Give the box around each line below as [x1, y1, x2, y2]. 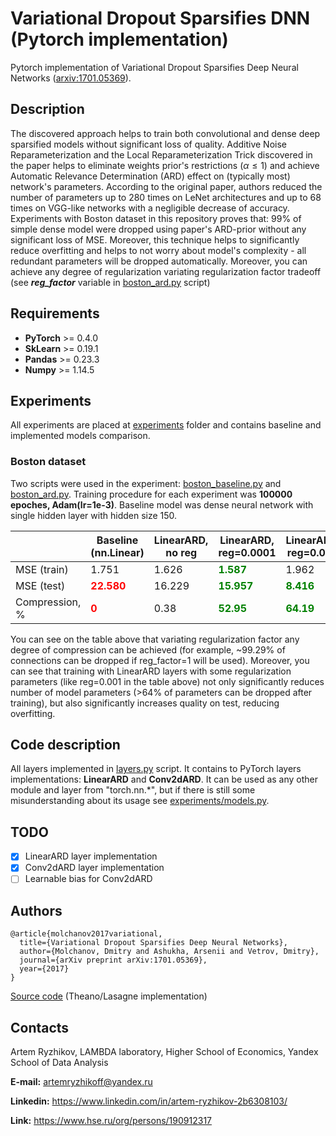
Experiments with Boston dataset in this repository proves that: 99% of [10, 212, 302, 224]
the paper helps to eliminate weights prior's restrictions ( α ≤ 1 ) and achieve [10, 159, 320, 171]
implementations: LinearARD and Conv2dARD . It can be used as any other [10, 773, 319, 786]
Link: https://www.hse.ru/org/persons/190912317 [10, 1115, 212, 1127]
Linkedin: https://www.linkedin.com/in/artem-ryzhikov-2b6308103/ [10, 1095, 288, 1107]
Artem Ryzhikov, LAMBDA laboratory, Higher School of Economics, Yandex [10, 1046, 319, 1058]
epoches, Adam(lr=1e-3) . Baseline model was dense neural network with [10, 498, 314, 511]
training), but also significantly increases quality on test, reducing [10, 697, 280, 709]
